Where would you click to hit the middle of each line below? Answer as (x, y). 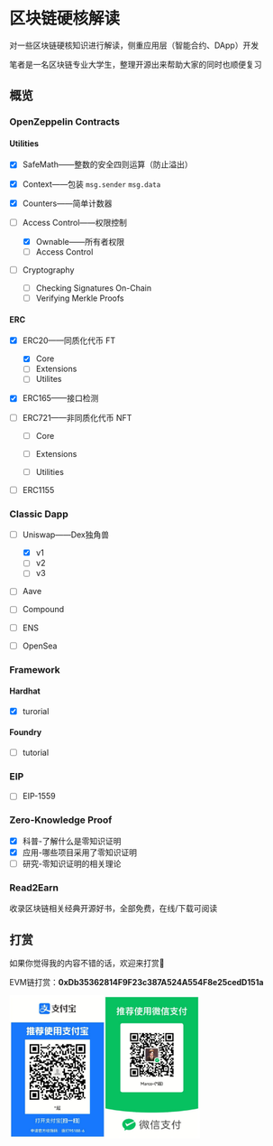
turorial (36, 711)
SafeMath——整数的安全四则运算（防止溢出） (107, 164)
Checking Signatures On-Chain (94, 288)
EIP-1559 (39, 797)
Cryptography (48, 270)
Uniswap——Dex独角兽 (66, 535)
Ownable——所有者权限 (80, 241)
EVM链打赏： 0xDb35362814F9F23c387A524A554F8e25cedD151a (136, 983)
